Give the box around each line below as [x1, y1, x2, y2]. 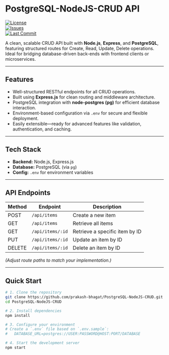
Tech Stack [5, 145, 41, 154]
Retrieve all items [72, 220, 113, 227]
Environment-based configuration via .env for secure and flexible [12, 110, 148, 116]
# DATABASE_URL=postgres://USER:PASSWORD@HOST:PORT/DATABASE [5, 331, 141, 336]
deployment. [12, 115, 39, 121]
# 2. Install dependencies [5, 308, 62, 313]
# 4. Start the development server [5, 340, 80, 345]
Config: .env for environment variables [12, 169, 94, 175]
